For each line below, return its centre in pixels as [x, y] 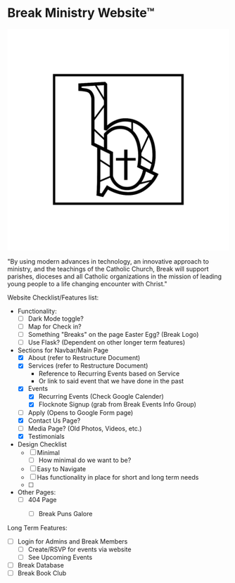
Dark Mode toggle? [56, 319]
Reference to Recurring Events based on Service [109, 373]
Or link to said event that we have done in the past [111, 381]
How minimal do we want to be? [85, 460]
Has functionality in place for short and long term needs [118, 477]
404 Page [42, 499]
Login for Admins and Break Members [72, 541]
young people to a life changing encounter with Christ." [87, 283]
